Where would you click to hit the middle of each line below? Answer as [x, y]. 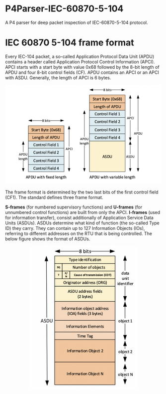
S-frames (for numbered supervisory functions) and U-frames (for [74, 207]
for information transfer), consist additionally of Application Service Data [80, 218]
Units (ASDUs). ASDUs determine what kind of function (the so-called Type [83, 223]
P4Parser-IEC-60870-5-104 [64, 9]
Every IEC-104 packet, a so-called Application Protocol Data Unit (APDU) [80, 56]
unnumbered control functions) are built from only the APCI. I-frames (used [83, 212]
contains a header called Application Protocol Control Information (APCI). [80, 62]
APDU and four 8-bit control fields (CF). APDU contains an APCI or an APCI [82, 72]
